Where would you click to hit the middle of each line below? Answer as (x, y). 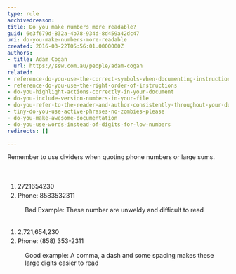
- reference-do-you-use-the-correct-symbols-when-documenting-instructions (120, 79)
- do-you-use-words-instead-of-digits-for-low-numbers (89, 124)
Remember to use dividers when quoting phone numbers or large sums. (111, 157)
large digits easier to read (62, 263)
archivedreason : (31, 20)
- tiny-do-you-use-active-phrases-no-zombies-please (86, 111)
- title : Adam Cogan (38, 60)
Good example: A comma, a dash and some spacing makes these (119, 256)
